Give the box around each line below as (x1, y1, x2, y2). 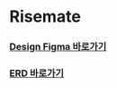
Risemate (9, 6, 81, 27)
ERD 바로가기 (9, 67, 65, 80)
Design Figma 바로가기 (9, 41, 107, 53)
